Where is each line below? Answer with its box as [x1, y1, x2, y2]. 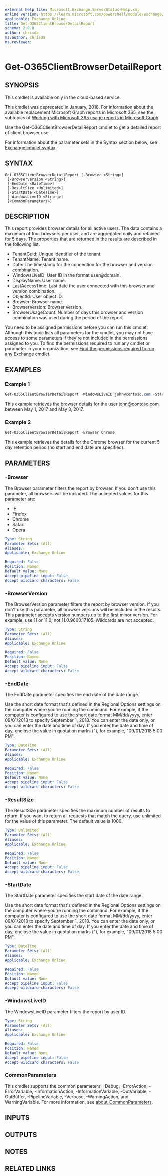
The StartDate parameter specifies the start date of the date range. [5, 893, 143, 899]
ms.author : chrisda [5, 35, 46, 40]
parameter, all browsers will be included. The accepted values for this [5, 490, 148, 496]
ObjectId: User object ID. [12, 293, 63, 300]
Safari [12, 521, 25, 527]
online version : [5, 12, 39, 17]
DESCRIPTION [5, 212, 50, 220]
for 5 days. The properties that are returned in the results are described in [5, 236, 157, 242]
